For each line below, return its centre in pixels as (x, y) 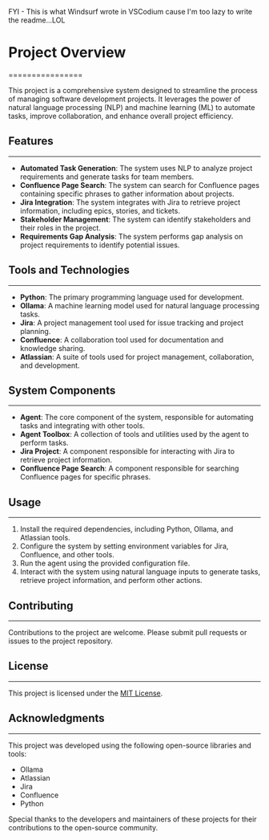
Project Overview (67, 53)
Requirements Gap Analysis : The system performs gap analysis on (131, 236)
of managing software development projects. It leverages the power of (124, 99)
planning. (35, 331)
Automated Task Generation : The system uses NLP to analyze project (136, 168)
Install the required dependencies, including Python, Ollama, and (126, 529)
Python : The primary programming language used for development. (132, 297)
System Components (62, 390)
